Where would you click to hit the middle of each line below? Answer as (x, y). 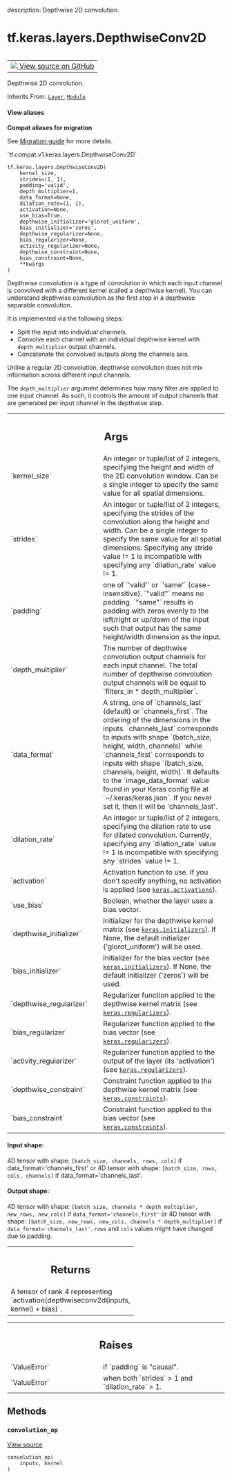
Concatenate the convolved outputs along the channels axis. (103, 354)
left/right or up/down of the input (156, 619)
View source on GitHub (57, 66)
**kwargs (32, 265)
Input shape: (26, 1145)
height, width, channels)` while (153, 746)
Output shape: (28, 1191)
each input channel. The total (151, 665)
